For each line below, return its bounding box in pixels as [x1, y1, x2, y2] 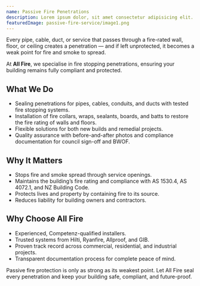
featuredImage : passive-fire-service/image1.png [6, 20, 130, 26]
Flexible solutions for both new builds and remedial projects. [14, 125, 163, 133]
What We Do [6, 84, 54, 94]
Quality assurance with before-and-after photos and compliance [14, 132, 174, 139]
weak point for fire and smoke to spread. [6, 49, 106, 56]
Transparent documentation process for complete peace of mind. [14, 255, 176, 262]
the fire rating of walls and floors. [14, 119, 97, 126]
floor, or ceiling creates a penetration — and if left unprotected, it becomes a [6, 42, 195, 50]
